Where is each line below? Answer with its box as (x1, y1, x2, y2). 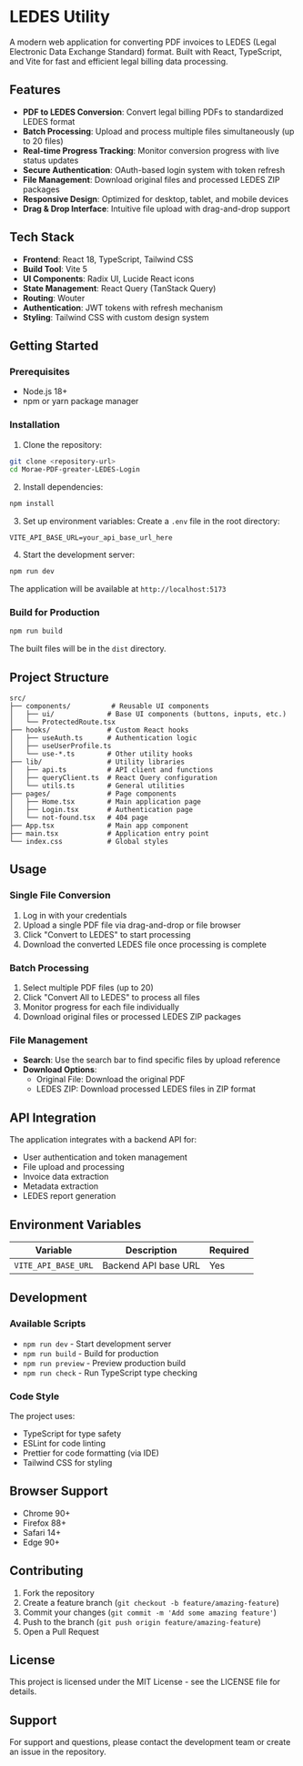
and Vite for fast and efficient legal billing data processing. (9, 56, 229, 66)
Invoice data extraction (22, 1172, 109, 1182)
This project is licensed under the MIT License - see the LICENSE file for (9, 1677, 280, 1688)
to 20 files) (22, 135, 64, 147)
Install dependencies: (22, 482, 104, 492)
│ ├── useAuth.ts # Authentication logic (9, 734, 197, 743)
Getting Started (9, 338, 99, 353)
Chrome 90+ (22, 1507, 71, 1518)
